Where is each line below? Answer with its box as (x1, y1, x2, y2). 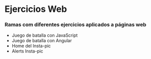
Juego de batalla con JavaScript (11, 32, 78, 38)
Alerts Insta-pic (11, 48, 43, 54)
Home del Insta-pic (11, 43, 51, 49)
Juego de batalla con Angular (11, 38, 72, 44)
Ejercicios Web (4, 3, 67, 15)
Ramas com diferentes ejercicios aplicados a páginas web (4, 21, 147, 28)
